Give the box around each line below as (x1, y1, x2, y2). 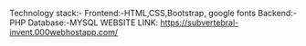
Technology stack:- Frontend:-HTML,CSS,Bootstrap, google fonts (9, 8, 257, 18)
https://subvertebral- (160, 17, 239, 28)
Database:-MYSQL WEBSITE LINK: (27, 17, 159, 28)
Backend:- (258, 8, 297, 18)
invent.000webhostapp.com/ (9, 27, 119, 37)
